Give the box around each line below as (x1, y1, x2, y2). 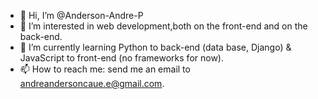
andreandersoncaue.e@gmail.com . (19, 78, 165, 89)
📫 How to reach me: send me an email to (19, 63, 191, 75)
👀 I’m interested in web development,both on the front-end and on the (19, 20, 308, 32)
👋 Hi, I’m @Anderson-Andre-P (19, 10, 144, 21)
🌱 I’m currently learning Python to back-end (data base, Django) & (19, 41, 292, 53)
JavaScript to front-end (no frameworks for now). (19, 52, 225, 64)
